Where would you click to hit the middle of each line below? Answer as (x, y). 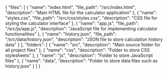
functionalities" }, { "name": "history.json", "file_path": (61, 34)
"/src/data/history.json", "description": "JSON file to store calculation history (84, 39)
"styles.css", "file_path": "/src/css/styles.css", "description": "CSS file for (81, 18)
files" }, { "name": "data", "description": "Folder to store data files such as (81, 61)
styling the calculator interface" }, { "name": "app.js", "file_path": (72, 23)
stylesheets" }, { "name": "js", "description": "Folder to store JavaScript (79, 55)
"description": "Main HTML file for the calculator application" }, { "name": (81, 13)
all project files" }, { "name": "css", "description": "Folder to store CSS (77, 50)
